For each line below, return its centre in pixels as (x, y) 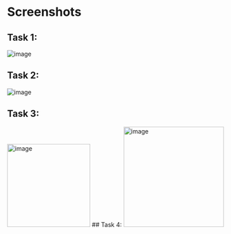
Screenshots (44, 12)
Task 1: (22, 38)
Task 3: (23, 114)
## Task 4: (107, 224)
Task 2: (23, 75)
